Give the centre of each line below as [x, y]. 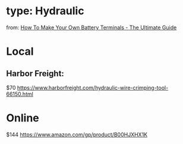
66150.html [20, 94]
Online [23, 118]
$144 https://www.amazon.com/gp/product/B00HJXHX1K [77, 134]
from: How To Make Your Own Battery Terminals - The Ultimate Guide [91, 27]
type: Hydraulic [45, 11]
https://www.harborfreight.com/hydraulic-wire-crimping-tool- [93, 87]
